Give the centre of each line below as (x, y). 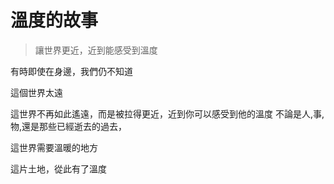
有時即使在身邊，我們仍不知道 (71, 71)
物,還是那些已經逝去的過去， (69, 126)
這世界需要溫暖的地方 (54, 147)
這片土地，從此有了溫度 (58, 168)
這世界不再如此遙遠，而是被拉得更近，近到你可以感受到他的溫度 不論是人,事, (167, 113)
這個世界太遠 (36, 92)
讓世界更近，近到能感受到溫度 (96, 50)
